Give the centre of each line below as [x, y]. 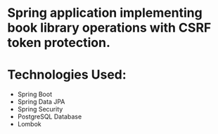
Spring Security [40, 109]
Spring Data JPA [41, 102]
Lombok [30, 124]
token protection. [59, 43]
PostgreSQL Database [50, 116]
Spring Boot [35, 94]
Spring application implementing [105, 13]
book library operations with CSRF [109, 28]
